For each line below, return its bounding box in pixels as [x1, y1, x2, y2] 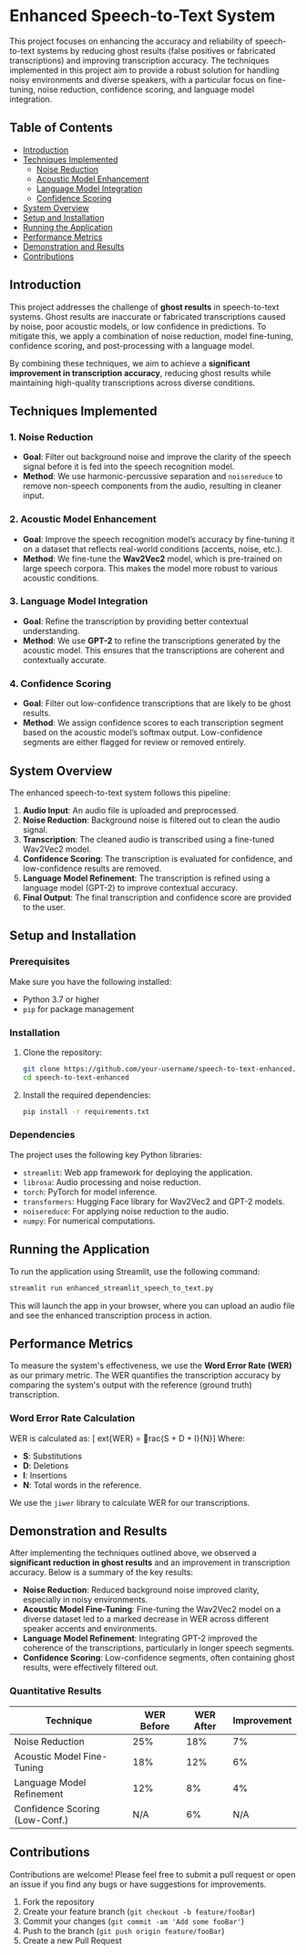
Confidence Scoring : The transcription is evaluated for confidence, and [22, 853, 293, 864]
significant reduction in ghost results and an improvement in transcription [9, 1557, 291, 1568]
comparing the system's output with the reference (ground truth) [9, 1379, 252, 1390]
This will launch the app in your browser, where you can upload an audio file [9, 1300, 295, 1311]
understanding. [22, 625, 80, 636]
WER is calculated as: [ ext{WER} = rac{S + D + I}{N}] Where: [9, 1432, 246, 1444]
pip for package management [22, 1003, 135, 1014]
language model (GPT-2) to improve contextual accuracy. [22, 882, 239, 893]
